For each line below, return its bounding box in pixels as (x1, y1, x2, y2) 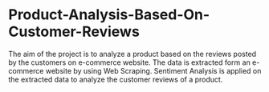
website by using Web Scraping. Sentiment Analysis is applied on (45, 66, 262, 75)
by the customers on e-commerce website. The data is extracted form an (8, 58, 251, 67)
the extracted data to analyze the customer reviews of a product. (8, 74, 223, 84)
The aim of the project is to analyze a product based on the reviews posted (8, 49, 257, 58)
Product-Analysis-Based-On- (8, 6, 210, 24)
